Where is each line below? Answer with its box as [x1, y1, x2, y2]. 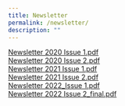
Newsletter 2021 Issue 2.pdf [8, 72, 99, 82]
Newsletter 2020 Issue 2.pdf [8, 56, 100, 65]
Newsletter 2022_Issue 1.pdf [8, 81, 100, 90]
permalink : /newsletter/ [8, 19, 89, 27]
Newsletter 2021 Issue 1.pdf [8, 64, 98, 74]
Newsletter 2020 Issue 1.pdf [8, 48, 99, 57]
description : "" [8, 26, 61, 34]
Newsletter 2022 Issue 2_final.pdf [8, 90, 117, 99]
